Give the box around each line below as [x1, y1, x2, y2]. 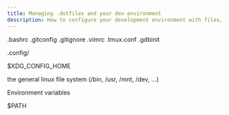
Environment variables [7, 88, 71, 97]
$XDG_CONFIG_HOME [7, 62, 71, 70]
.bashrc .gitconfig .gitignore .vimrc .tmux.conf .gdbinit [7, 35, 160, 43]
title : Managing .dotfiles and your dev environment [7, 10, 162, 17]
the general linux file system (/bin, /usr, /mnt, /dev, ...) [7, 75, 160, 83]
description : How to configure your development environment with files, [7, 16, 223, 23]
